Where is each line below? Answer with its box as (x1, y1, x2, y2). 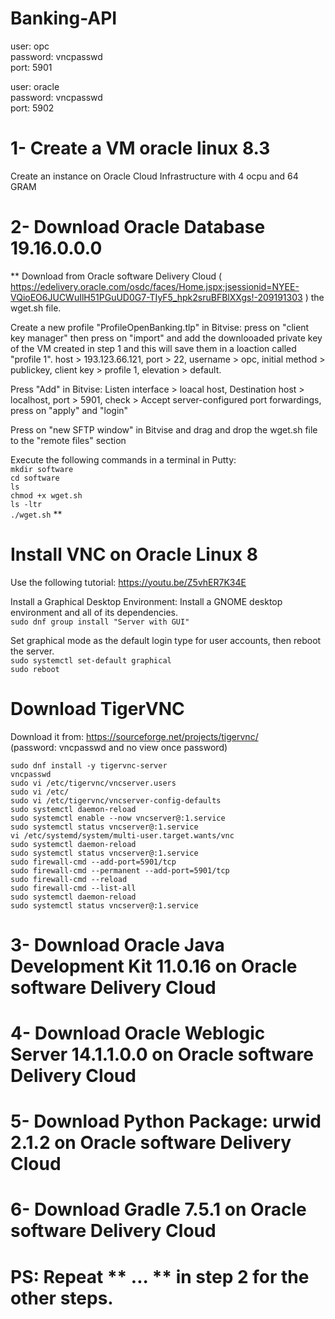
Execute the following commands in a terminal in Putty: (10, 453, 237, 466)
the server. (10, 645, 55, 657)
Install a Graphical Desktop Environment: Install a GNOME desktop (10, 595, 283, 607)
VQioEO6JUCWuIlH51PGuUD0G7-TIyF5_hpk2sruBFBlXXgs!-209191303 (10, 291, 303, 303)
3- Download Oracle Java (10, 933, 225, 956)
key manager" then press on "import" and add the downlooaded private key (10, 332, 323, 344)
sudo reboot (10, 664, 60, 674)
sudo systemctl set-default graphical (10, 655, 172, 666)
